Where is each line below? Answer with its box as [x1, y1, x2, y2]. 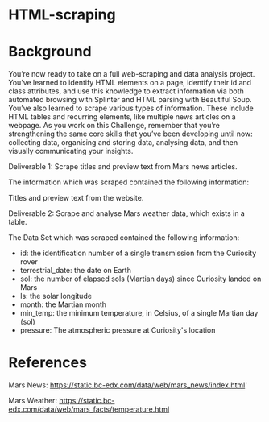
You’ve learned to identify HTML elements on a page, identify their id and [8, 78, 252, 88]
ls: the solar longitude [19, 292, 93, 301]
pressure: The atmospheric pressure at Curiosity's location [19, 325, 216, 335]
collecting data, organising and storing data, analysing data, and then [8, 138, 238, 147]
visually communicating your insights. [8, 147, 134, 156]
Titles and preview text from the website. [8, 193, 144, 203]
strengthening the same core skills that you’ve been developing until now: [8, 129, 254, 139]
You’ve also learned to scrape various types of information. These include [8, 103, 254, 114]
